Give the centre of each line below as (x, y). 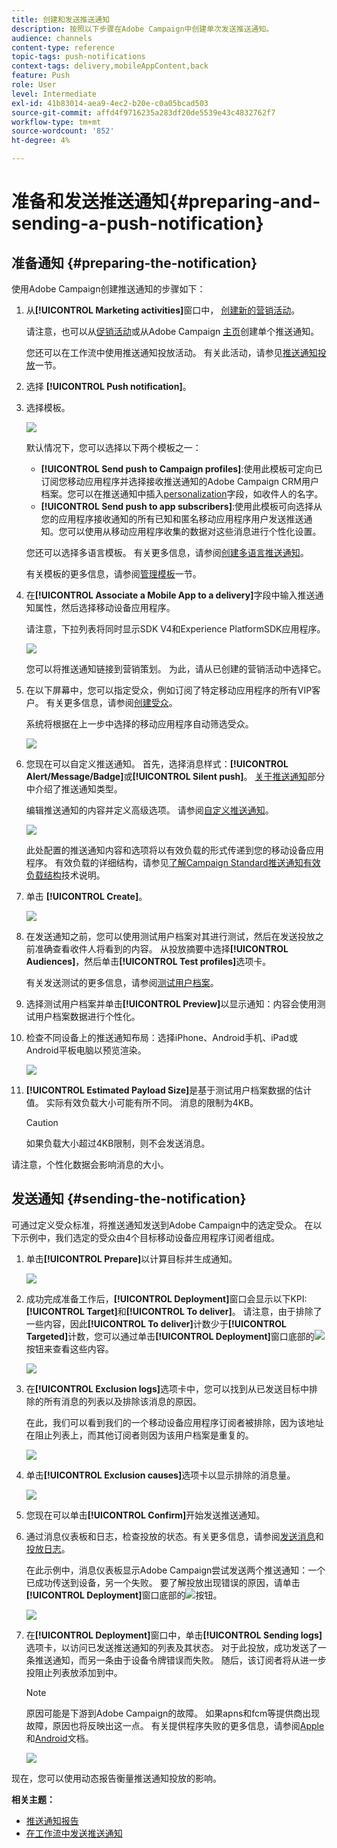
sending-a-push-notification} (137, 223)
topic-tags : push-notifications (78, 57)
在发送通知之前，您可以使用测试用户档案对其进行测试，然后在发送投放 (170, 936)
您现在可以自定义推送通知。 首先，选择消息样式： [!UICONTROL (157, 764)
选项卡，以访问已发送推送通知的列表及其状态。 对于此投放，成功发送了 (171, 1647)
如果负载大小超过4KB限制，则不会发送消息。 (118, 1143)
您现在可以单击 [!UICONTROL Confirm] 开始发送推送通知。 (145, 1515)
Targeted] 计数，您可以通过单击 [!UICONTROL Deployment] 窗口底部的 (170, 1336)
